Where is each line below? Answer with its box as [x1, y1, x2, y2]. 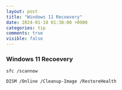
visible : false [6, 36, 43, 41]
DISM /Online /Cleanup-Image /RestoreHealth [6, 78, 117, 85]
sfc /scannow [6, 68, 38, 74]
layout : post [6, 8, 38, 15]
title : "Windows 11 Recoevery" [6, 14, 83, 20]
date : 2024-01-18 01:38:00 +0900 [6, 19, 88, 25]
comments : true [6, 30, 43, 36]
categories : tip [6, 25, 46, 31]
